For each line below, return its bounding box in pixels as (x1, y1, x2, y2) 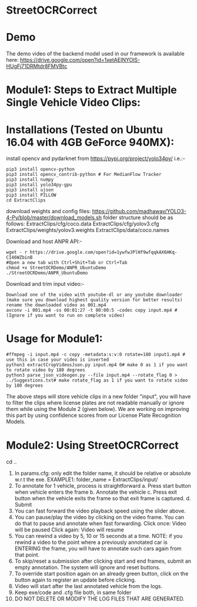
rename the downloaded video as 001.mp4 (6, 302, 107, 308)
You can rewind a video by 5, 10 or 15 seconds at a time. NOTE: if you (14, 533, 183, 540)
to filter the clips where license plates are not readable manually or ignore (6, 399, 185, 406)
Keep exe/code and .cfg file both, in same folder (14, 589, 132, 596)
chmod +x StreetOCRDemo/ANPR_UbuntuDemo (6, 265, 107, 271)
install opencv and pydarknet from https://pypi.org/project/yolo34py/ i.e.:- (6, 155, 185, 162)
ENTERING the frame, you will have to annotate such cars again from (14, 545, 182, 552)
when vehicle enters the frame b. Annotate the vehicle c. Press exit (14, 488, 178, 496)
